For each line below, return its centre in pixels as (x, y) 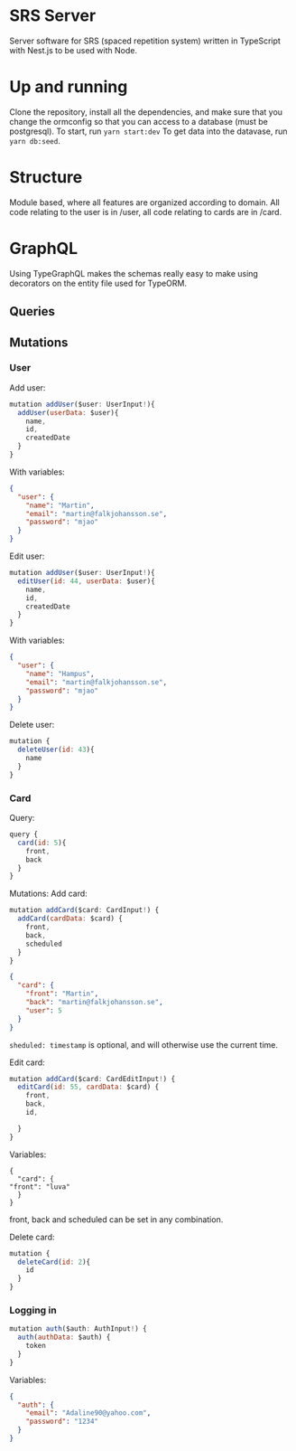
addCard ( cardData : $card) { (70, 919)
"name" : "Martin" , (60, 505)
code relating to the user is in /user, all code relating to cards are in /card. (146, 212)
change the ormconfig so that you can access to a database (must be (139, 121)
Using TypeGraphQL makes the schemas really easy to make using (134, 273)
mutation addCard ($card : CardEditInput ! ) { (92, 1079)
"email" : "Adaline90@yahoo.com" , (88, 1413)
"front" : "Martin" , (62, 994)
